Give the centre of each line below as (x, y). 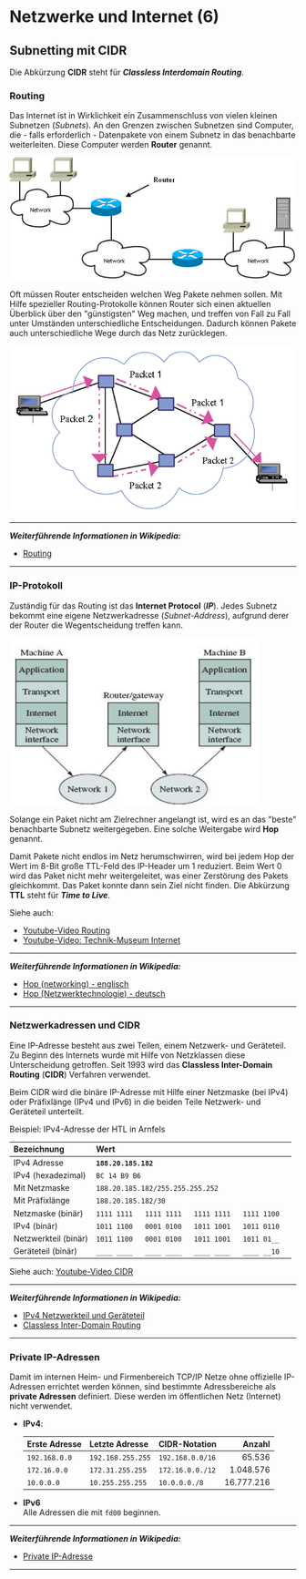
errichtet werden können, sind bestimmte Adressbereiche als (161, 1387)
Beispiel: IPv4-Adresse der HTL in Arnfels (87, 1129)
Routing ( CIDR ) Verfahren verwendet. (80, 1074)
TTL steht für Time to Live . (60, 895)
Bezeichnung (39, 1149)
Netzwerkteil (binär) (51, 1239)
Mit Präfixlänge (41, 1201)
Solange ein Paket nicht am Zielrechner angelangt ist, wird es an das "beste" (153, 819)
